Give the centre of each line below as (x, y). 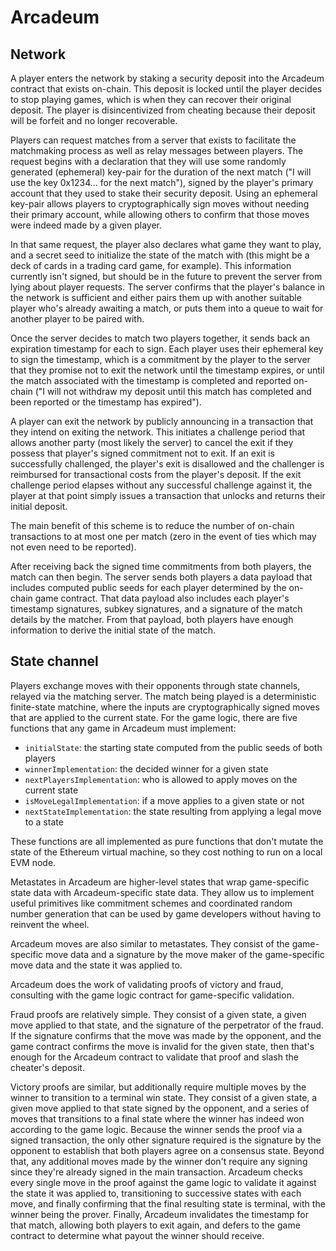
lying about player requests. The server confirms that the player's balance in (168, 287)
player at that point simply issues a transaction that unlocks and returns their (168, 495)
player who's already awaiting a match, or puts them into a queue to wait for (167, 308)
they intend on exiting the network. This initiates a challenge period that (158, 432)
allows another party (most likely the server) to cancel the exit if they (152, 442)
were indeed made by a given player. (86, 225)
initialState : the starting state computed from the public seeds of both (173, 747)
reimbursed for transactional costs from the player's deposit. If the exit (156, 474)
